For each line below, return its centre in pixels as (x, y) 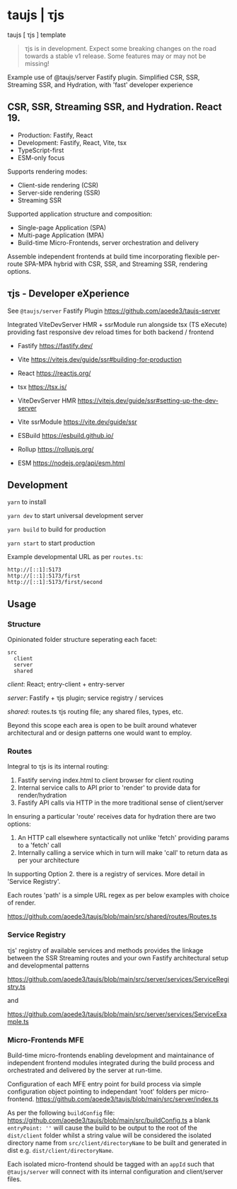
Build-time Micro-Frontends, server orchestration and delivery (108, 242)
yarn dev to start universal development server (75, 516)
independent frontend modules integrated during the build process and (111, 1062)
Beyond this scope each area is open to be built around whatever (102, 725)
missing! (37, 63)
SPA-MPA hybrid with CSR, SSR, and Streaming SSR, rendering (116, 264)
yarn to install (27, 502)
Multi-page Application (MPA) (61, 235)
